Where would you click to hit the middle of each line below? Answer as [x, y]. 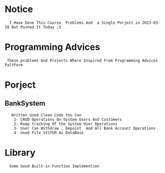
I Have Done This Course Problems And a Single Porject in [75, 23]
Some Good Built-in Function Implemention [54, 166]
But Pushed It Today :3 [36, 27]
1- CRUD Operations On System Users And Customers [68, 120]
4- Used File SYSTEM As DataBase [49, 133]
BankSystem [25, 104]
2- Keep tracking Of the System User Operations [66, 124]
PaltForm [14, 65]
